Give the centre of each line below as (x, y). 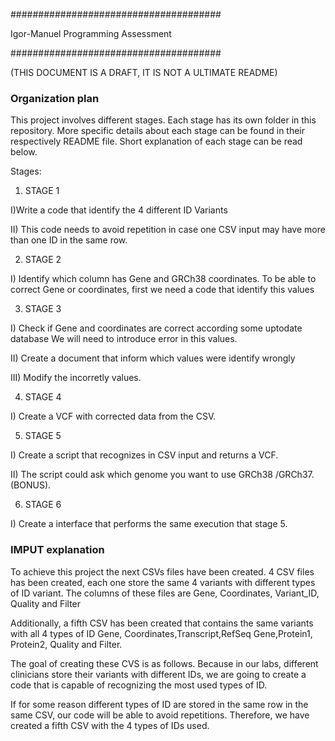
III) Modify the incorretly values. (76, 378)
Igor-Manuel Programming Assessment (91, 33)
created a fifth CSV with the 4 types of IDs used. (110, 725)
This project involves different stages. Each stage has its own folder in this (163, 120)
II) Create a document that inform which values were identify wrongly (153, 358)
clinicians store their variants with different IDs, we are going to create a (158, 674)
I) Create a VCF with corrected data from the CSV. (113, 416)
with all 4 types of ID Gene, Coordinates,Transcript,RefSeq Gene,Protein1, (161, 633)
